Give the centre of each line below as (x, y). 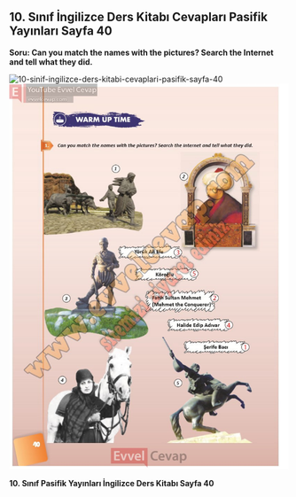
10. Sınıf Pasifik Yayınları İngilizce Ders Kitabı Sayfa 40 (112, 484)
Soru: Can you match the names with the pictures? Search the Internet (141, 52)
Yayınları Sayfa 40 (61, 31)
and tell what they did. (51, 62)
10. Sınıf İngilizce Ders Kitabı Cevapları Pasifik (139, 17)
